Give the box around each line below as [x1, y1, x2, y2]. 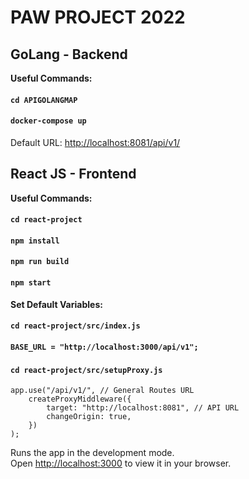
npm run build [10, 257, 70, 267]
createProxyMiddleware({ [28, 394, 132, 405]
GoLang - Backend [10, 46, 128, 63]
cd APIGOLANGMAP [10, 95, 78, 105]
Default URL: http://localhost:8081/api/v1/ [10, 136, 181, 148]
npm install [10, 236, 60, 246]
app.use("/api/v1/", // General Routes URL [10, 386, 195, 396]
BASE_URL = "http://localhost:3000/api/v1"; [10, 342, 199, 352]
